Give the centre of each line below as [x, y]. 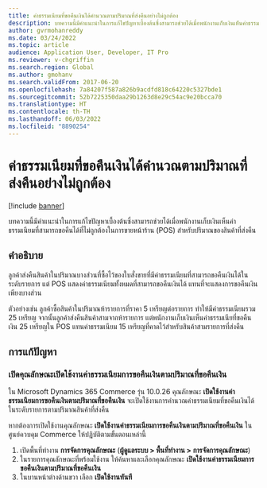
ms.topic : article [39, 45]
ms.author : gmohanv [41, 75]
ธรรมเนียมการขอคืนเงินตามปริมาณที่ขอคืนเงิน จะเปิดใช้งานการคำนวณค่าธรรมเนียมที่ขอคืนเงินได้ [132, 401]
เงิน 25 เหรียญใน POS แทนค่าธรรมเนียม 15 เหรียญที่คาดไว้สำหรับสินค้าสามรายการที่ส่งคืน [126, 326]
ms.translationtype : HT [48, 104]
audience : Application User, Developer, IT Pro [89, 52]
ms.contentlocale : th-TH [49, 112]
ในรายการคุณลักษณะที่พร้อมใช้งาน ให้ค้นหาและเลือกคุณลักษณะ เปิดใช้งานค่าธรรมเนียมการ [137, 459]
